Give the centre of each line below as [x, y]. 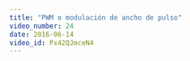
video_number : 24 [42, 26]
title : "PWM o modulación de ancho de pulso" [95, 17]
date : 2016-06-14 [42, 34]
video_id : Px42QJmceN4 [52, 43]
